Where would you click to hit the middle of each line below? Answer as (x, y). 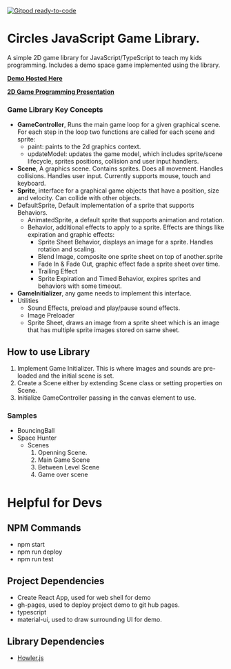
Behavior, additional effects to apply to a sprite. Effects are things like (126, 227)
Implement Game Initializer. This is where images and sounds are (109, 369)
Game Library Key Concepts (55, 109)
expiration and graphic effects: (71, 235)
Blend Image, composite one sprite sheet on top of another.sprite (130, 257)
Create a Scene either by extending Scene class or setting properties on (120, 383)
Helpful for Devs (55, 502)
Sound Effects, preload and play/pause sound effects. (104, 308)
